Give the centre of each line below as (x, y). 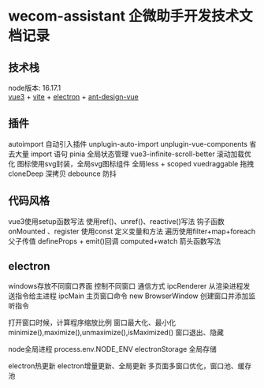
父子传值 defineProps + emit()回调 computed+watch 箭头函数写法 (115, 241)
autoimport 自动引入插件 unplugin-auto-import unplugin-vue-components (128, 144)
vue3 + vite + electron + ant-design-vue (74, 97)
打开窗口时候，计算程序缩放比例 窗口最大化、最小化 (92, 323)
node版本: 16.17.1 (35, 88)
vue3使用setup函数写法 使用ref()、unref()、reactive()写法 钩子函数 (116, 221)
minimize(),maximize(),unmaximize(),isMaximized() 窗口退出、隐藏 (116, 333)
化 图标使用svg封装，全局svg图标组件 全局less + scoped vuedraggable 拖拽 (131, 163)
